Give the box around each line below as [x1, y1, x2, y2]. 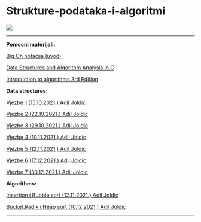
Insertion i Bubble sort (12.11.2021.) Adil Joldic [6, 191, 118, 199]
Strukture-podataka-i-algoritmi [6, 4, 166, 18]
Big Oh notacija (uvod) [6, 52, 62, 59]
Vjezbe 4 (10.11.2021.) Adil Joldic [6, 133, 87, 141]
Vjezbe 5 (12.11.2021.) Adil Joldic [6, 145, 86, 152]
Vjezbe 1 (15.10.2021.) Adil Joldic [6, 99, 86, 106]
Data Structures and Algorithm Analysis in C [6, 64, 115, 71]
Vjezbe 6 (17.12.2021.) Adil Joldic [6, 157, 87, 164]
